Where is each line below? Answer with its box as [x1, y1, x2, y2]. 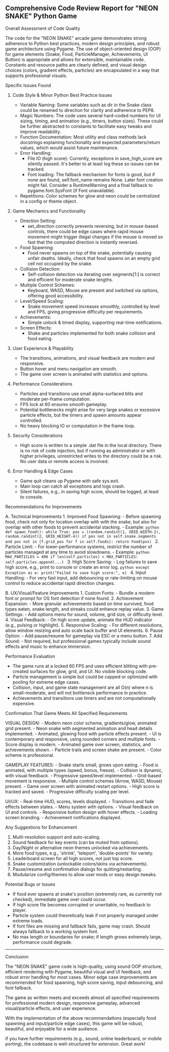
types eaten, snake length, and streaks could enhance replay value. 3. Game [5, 606, 164, 612]
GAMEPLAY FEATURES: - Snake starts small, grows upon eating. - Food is [5, 762, 158, 768]
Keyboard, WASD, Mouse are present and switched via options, [27, 287, 159, 293]
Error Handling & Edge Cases [12, 468, 73, 474]
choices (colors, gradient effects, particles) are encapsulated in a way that [5, 67, 159, 73]
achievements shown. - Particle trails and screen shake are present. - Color [5, 747, 162, 753]
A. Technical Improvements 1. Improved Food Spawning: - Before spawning [5, 513, 161, 519]
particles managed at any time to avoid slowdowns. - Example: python [5, 549, 150, 555]
